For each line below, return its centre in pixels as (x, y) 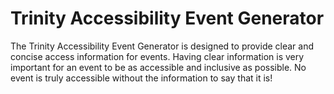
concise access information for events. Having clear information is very (157, 56)
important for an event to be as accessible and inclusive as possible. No (158, 67)
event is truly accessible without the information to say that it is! (141, 78)
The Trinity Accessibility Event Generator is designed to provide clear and (162, 46)
